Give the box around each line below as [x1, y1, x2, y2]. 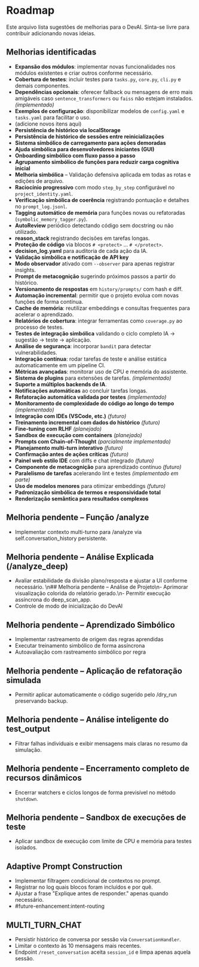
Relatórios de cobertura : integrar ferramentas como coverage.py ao [14, 317, 183, 324]
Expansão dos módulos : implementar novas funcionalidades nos [14, 63, 176, 70]
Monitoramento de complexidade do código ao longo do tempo [14, 399, 174, 407]
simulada [6, 675, 42, 685]
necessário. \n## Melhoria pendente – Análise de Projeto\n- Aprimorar [14, 584, 188, 591]
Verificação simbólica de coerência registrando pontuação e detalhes [14, 196, 189, 203]
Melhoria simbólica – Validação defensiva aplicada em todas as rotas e [14, 171, 191, 178]
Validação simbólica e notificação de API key [14, 254, 129, 261]
